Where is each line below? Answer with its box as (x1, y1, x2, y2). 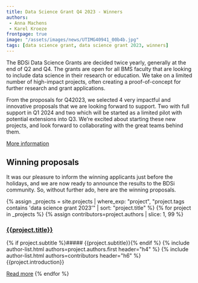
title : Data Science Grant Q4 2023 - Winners (6, 8, 123, 15)
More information (6, 140, 49, 147)
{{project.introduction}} (6, 258, 65, 266)
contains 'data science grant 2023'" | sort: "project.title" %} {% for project (6, 204, 191, 211)
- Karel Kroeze (8, 25, 47, 32)
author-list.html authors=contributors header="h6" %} (6, 252, 141, 259)
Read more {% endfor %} (6, 270, 69, 277)
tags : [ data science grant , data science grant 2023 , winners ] (6, 43, 169, 49)
